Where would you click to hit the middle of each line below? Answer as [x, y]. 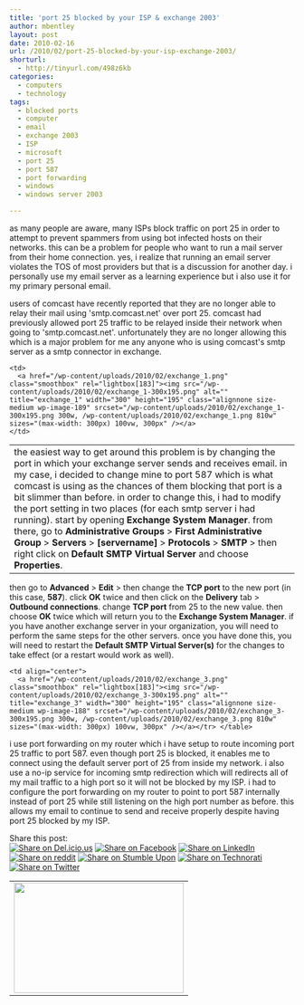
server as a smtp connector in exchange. [85, 351]
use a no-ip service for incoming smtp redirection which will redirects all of [149, 772]
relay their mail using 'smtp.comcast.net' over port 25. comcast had [135, 313]
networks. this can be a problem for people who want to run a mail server [146, 247]
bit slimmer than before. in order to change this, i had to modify [147, 497]
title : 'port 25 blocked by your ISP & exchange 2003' [115, 18]
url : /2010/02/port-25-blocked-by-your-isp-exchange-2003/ [123, 52]
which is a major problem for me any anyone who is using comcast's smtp [147, 342]
